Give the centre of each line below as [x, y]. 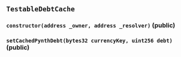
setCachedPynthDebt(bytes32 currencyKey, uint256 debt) [89, 41]
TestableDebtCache [40, 9]
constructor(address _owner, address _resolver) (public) [91, 25]
